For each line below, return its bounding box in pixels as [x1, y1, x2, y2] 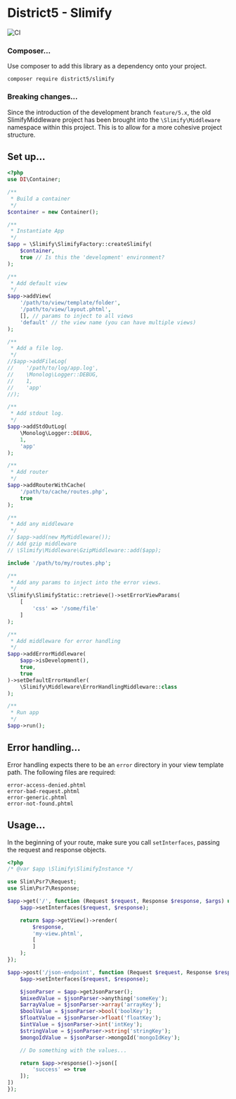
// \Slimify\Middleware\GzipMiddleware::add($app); [7, 546, 162, 554]
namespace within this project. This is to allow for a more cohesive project [7, 123, 223, 131]
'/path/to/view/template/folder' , [20, 300, 121, 307]
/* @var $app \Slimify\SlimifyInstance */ [7, 866, 133, 873]
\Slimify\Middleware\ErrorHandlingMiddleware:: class [20, 683, 178, 690]
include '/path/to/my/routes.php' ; [7, 559, 112, 567]
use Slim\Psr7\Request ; [7, 878, 77, 885]
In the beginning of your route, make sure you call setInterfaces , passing [7, 837, 220, 847]
